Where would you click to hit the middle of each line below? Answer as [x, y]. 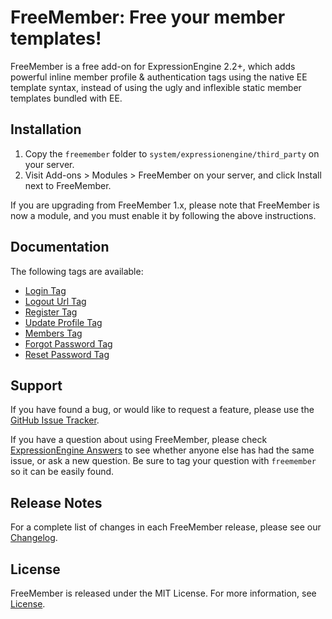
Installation [46, 129]
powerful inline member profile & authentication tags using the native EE [159, 77]
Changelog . [34, 538]
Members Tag [53, 333]
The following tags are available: [77, 271]
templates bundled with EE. [66, 98]
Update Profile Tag [63, 322]
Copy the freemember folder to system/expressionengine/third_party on [172, 153]
